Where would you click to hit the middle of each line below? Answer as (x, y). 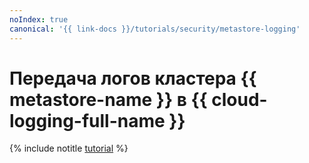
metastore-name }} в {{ (108, 99)
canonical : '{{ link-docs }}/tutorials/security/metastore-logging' (155, 29)
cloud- (239, 99)
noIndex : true (39, 19)
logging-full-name (87, 120)
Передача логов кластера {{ (133, 78)
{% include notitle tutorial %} (69, 148)
